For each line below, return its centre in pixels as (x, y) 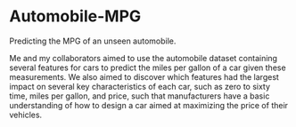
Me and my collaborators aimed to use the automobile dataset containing (144, 58)
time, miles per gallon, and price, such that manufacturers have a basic (140, 96)
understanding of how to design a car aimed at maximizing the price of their (148, 105)
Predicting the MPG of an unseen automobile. (93, 41)
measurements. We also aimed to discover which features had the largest (144, 76)
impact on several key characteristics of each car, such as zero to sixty (140, 86)
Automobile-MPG (75, 16)
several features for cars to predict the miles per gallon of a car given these (148, 67)
